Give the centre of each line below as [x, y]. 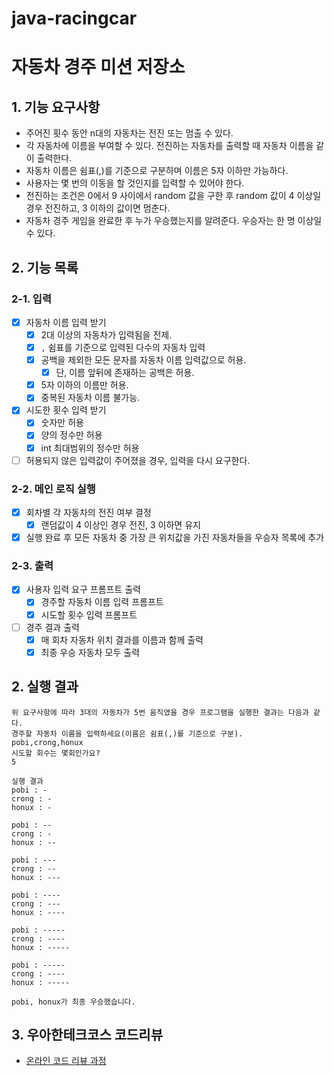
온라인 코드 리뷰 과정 [66, 1061]
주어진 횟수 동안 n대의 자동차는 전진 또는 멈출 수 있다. [129, 133]
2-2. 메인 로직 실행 [53, 489]
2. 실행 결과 [45, 687]
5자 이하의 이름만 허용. [84, 385]
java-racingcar [74, 18]
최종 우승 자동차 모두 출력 [90, 652]
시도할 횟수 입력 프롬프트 [89, 614]
